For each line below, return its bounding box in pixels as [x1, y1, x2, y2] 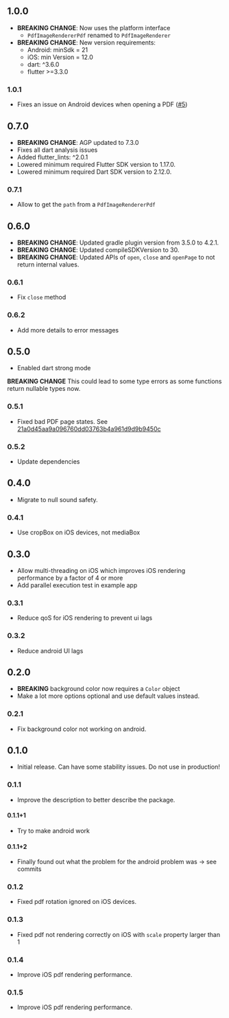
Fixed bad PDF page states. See [16, 417, 108, 425]
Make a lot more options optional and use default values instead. [16, 692, 200, 700]
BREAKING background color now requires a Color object [16, 685, 180, 693]
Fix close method [16, 293, 67, 302]
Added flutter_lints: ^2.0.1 [16, 152, 88, 161]
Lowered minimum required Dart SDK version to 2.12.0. [16, 168, 172, 176]
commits [16, 865, 42, 873]
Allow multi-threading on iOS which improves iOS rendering [16, 566, 186, 574]
